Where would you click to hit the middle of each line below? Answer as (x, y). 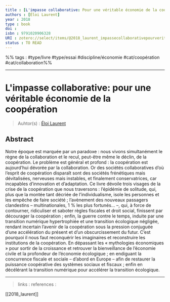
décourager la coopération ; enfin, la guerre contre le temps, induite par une (84, 216)
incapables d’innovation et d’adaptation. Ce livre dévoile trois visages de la (83, 184)
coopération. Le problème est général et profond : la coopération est (77, 162)
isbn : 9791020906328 (28, 33)
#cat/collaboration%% (29, 62)
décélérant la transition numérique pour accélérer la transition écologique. (82, 270)
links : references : (37, 284)
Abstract (19, 139)
